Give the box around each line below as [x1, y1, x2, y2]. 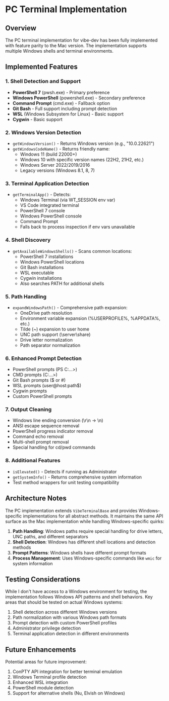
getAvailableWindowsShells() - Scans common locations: [12, 248, 132, 254]
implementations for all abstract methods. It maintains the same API [23, 513, 163, 519]
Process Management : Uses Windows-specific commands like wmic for [12, 555, 162, 561]
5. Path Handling [5, 293, 47, 300]
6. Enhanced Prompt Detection [5, 355, 82, 362]
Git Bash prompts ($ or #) [12, 377, 66, 383]
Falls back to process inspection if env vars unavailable [20, 224, 135, 230]
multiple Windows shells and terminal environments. [5, 48, 114, 54]
